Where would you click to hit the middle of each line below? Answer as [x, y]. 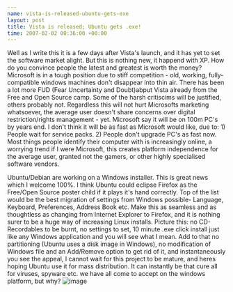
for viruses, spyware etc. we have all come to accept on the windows [106, 274]
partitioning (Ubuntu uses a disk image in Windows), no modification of [109, 244]
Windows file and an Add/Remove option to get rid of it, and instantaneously [116, 252]
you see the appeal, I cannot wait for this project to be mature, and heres [112, 259]
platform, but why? [34, 281]
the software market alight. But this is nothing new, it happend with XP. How [116, 61]
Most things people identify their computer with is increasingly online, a [110, 142]
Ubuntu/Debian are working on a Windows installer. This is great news [108, 178]
